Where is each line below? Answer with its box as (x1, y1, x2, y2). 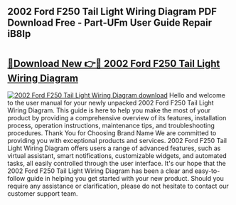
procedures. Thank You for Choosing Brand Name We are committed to (7, 129, 217, 137)
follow (7, 174, 26, 182)
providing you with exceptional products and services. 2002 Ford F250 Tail (7, 137, 227, 144)
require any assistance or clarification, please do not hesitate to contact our (7, 182, 229, 190)
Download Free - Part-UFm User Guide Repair (7, 17, 213, 29)
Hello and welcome (169, 91, 226, 99)
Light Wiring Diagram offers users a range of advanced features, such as (7, 144, 221, 152)
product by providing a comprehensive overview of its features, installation (7, 114, 227, 122)
